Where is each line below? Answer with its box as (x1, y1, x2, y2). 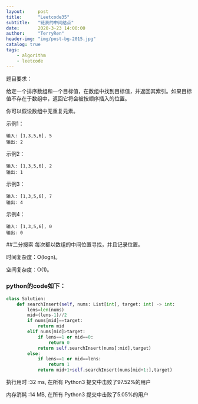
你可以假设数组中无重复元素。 (6, 107, 78, 114)
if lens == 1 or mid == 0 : (37, 334, 94, 340)
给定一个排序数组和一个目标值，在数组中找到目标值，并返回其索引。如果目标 (6, 87, 192, 94)
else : (27, 350, 41, 357)
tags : (6, 47, 19, 53)
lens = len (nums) (27, 307, 65, 313)
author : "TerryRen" (6, 31, 65, 37)
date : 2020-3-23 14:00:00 (6, 25, 85, 31)
